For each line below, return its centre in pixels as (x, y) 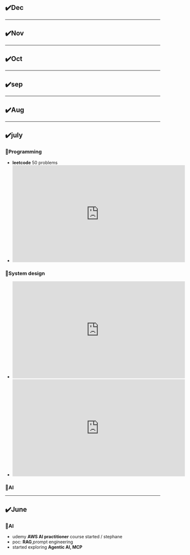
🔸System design (25, 273)
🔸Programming (23, 152)
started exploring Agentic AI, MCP (47, 547)
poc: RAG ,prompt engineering (43, 542)
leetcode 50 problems (35, 162)
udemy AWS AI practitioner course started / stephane (67, 537)
